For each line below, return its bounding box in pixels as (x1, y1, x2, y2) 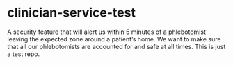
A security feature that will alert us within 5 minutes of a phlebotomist (7, 28, 207, 36)
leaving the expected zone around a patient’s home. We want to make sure (7, 35, 221, 43)
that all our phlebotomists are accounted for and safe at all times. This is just (7, 42, 226, 50)
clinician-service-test (7, 5, 136, 21)
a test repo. (7, 50, 40, 58)
